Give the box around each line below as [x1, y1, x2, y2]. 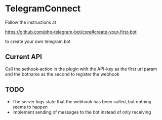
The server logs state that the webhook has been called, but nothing [12, 98, 152, 104]
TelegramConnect [5, 3, 81, 14]
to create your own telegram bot [5, 38, 71, 44]
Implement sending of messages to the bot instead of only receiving [12, 109, 152, 115]
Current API [5, 53, 42, 61]
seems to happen [12, 104, 48, 110]
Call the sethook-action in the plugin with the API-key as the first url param [5, 66, 157, 72]
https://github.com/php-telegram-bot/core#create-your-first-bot [5, 29, 137, 35]
